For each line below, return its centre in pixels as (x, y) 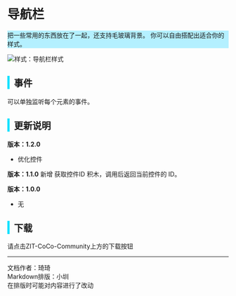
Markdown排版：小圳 (38, 277)
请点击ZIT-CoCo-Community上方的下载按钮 (70, 246)
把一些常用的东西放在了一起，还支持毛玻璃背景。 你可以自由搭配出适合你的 (116, 35)
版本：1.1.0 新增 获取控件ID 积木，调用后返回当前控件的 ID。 (94, 174)
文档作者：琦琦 (29, 268)
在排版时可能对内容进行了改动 (50, 285)
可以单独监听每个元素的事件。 (50, 101)
